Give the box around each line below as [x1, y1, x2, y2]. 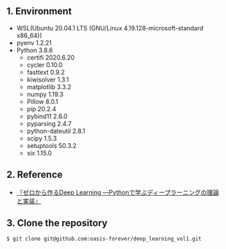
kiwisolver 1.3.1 [26, 75, 69, 84]
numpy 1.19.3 [26, 90, 64, 98]
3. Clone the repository [6, 217, 108, 229]
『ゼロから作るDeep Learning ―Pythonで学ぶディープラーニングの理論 [16, 188, 219, 196]
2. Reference [6, 169, 63, 181]
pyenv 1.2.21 [16, 38, 53, 47]
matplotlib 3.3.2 [26, 82, 72, 91]
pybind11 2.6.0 [26, 112, 68, 120]
